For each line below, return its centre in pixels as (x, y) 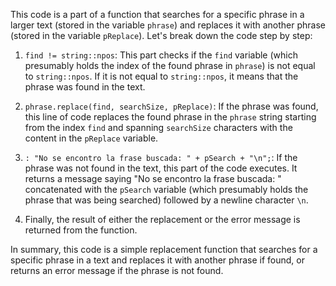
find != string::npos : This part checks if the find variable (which (161, 55)
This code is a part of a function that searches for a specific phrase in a (157, 14)
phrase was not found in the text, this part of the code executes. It (161, 168)
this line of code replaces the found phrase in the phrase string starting (170, 117)
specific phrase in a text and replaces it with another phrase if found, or (157, 260)
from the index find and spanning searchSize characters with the (158, 127)
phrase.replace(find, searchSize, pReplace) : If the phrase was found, (171, 106)
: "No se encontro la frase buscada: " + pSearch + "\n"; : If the (161, 157)
